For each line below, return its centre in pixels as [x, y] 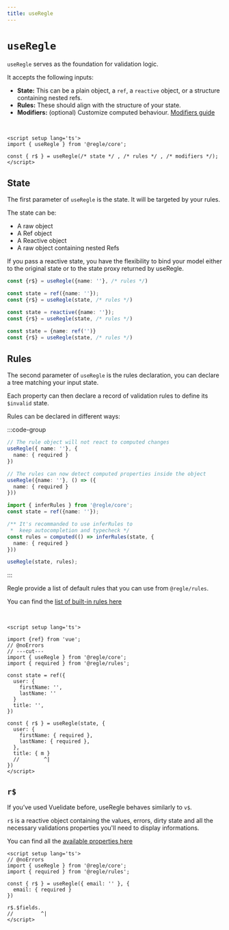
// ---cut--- [26, 652]
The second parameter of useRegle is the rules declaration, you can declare [113, 375]
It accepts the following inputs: [50, 77]
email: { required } [42, 890]
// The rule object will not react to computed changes [88, 442]
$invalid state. [28, 403]
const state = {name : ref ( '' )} [52, 331]
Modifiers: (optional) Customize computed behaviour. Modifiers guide [116, 112]
